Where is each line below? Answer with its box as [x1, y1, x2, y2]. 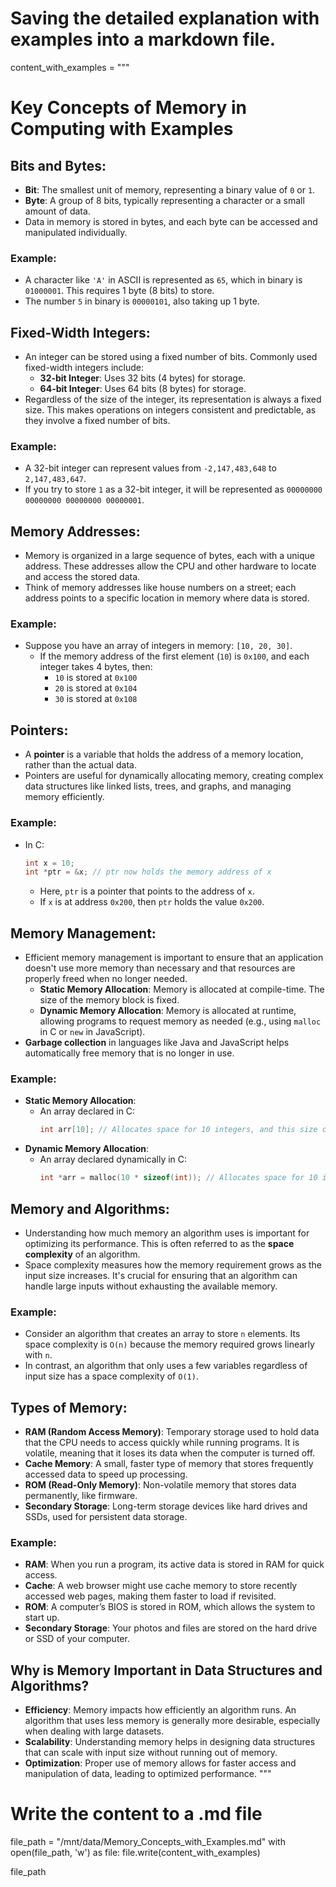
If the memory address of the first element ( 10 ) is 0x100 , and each [39, 650, 310, 662]
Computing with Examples [10, 118, 234, 141]
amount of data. [24, 205, 91, 217]
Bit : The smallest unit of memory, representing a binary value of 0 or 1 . [24, 183, 316, 196]
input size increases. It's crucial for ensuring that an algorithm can [24, 1269, 298, 1281]
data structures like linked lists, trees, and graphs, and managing [24, 780, 292, 792]
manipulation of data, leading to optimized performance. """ [24, 1768, 272, 1780]
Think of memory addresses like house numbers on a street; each [24, 582, 297, 594]
